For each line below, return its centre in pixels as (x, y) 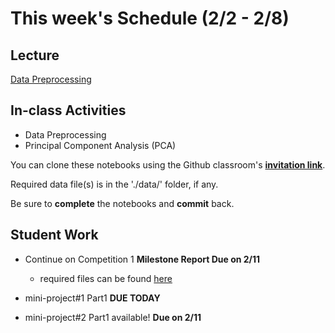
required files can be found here (106, 278)
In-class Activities (68, 110)
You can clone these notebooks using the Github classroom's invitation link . (168, 164)
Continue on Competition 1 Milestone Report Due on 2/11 (142, 259)
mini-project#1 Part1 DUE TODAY (92, 298)
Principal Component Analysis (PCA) (100, 145)
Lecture (35, 55)
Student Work (54, 235)
